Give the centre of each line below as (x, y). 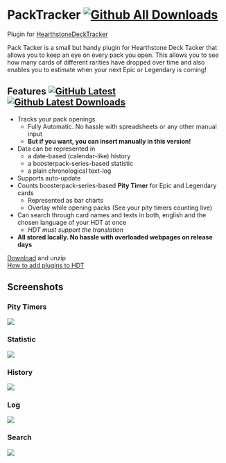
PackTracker (44, 15)
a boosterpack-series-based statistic (80, 163)
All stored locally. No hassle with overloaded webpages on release (115, 237)
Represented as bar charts (66, 200)
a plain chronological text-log (69, 171)
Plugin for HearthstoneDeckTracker (58, 34)
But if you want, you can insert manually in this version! (109, 141)
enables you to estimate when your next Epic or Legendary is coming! (107, 69)
